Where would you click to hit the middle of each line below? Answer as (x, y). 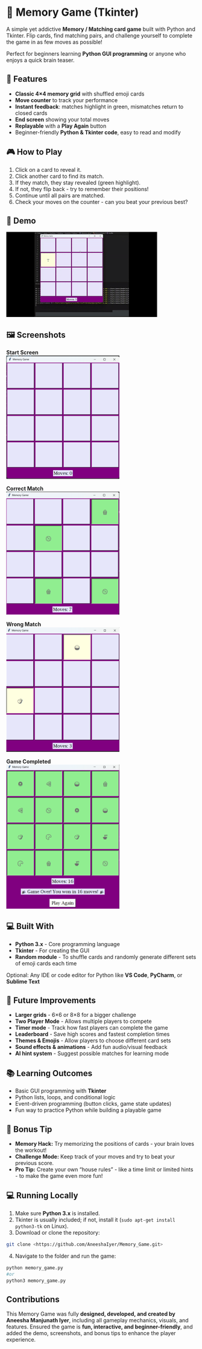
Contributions (33, 1299)
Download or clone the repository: (57, 1232)
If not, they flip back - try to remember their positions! (82, 189)
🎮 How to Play (34, 152)
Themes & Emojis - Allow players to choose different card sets (93, 1040)
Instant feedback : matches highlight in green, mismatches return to (99, 106)
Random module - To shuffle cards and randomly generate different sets (106, 957)
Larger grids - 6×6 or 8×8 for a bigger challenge (76, 1015)
